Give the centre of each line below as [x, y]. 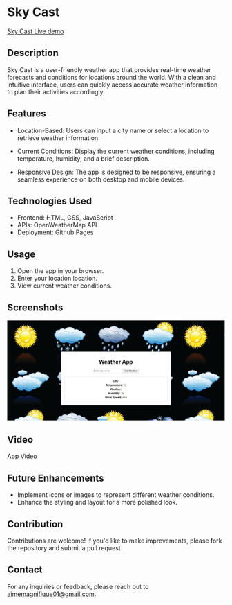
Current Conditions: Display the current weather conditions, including [116, 151]
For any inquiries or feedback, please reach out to [78, 586]
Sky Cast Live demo [36, 31]
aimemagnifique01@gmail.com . [52, 594]
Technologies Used [49, 201]
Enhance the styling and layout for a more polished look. [97, 502]
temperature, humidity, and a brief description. [84, 158]
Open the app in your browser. [60, 271]
